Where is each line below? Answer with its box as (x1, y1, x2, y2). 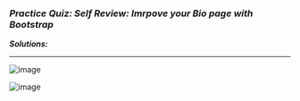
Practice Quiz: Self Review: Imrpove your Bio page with (9, 7, 254, 20)
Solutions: (9, 38, 49, 49)
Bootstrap (9, 18, 54, 30)
